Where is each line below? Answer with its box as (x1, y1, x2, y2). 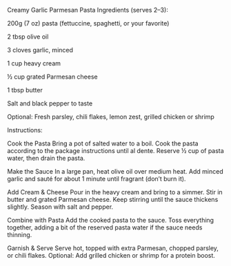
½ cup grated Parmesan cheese (7, 72, 98, 81)
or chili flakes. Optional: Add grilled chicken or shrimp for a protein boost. (7, 252, 216, 259)
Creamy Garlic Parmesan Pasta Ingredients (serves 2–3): (7, 6, 169, 14)
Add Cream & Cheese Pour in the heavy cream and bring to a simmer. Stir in (7, 188, 223, 196)
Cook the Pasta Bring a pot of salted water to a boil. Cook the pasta (7, 139, 199, 147)
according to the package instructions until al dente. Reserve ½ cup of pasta (7, 147, 224, 154)
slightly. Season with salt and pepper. (7, 203, 114, 211)
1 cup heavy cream (7, 59, 61, 68)
